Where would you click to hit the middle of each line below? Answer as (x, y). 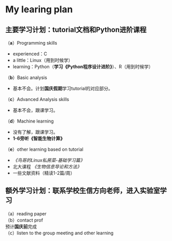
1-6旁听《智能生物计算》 (39, 138)
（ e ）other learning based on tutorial (44, 149)
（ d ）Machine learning (29, 121)
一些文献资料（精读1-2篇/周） (44, 173)
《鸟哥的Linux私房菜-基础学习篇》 (49, 160)
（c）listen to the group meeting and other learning (59, 233)
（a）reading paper (26, 213)
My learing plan (39, 9)
